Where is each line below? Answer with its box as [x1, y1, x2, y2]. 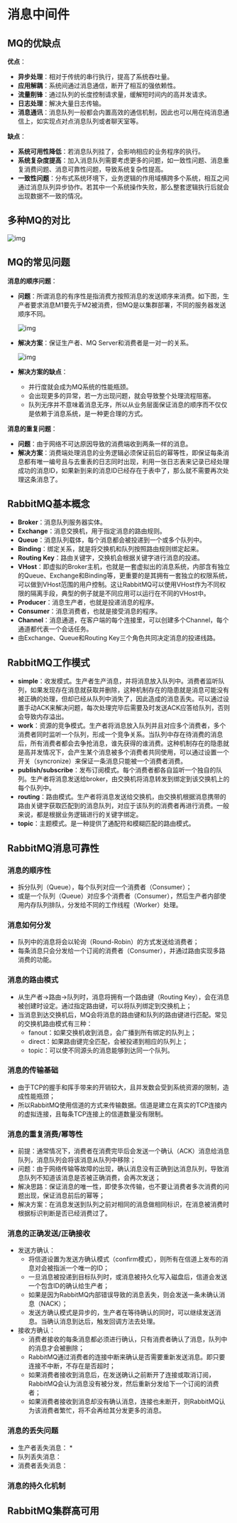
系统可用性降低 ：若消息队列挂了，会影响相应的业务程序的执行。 [17, 147, 204, 155]
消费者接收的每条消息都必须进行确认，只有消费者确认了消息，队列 [28, 1335, 221, 1344]
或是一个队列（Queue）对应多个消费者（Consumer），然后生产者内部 [17, 891, 220, 900]
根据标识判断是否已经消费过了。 [17, 1209, 111, 1218]
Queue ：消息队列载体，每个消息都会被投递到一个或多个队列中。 [17, 535, 206, 545]
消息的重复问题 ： [7, 424, 57, 433]
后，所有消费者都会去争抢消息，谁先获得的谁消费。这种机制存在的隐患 [17, 739, 224, 748]
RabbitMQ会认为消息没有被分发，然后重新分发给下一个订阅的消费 [28, 1379, 219, 1388]
